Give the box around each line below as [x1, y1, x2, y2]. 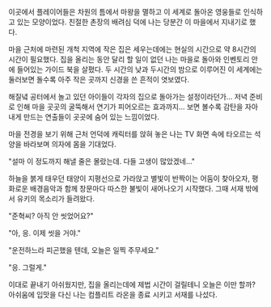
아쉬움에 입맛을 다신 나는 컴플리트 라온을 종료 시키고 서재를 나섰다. [8, 290, 218, 299]
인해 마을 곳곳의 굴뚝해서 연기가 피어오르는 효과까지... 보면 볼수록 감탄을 [16, 102, 243, 111]
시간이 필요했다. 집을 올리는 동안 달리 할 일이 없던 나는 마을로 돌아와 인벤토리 [8, 55, 250, 64]
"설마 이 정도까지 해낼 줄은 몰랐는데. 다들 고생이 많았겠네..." [8, 157, 196, 166]
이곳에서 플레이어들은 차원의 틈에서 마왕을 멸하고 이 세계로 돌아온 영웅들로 [8, 7, 242, 16]
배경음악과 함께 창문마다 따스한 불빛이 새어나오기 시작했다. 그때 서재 [29, 184, 244, 193]
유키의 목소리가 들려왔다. [16, 194, 95, 204]
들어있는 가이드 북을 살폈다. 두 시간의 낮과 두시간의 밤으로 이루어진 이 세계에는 [16, 65, 263, 74]
